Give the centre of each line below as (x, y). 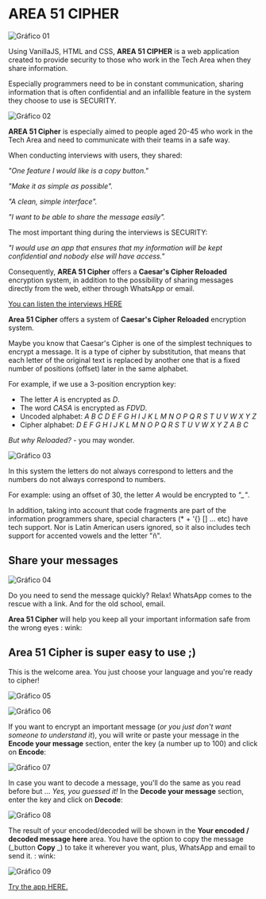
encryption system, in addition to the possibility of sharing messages (121, 280)
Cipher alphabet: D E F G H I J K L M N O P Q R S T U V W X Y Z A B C (134, 424)
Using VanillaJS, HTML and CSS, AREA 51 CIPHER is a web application (124, 51)
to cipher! (24, 680)
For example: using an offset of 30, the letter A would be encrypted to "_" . (129, 495)
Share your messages (64, 560)
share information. (38, 68)
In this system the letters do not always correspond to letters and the (121, 471)
